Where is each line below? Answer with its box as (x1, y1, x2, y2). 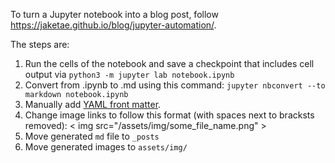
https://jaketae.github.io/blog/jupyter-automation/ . (10, 19, 217, 31)
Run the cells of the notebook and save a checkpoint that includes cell (24, 58, 315, 69)
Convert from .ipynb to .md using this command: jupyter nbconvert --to (24, 79, 326, 91)
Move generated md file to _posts (24, 130, 160, 142)
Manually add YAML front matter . (24, 99, 162, 110)
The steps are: (10, 39, 70, 50)
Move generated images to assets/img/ (24, 141, 188, 153)
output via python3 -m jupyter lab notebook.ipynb (24, 69, 235, 80)
